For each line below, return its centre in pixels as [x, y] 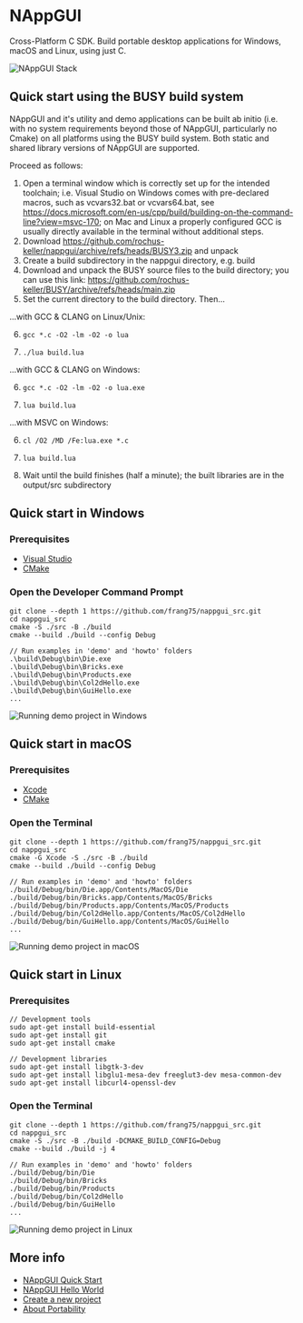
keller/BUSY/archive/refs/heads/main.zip [99, 289]
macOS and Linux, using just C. [68, 50]
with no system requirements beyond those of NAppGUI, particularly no [143, 128]
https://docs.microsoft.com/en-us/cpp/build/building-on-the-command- [158, 212]
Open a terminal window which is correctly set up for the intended [146, 183]
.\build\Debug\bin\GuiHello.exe [70, 691]
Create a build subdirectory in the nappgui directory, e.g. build [139, 260]
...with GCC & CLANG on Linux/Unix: [78, 316]
